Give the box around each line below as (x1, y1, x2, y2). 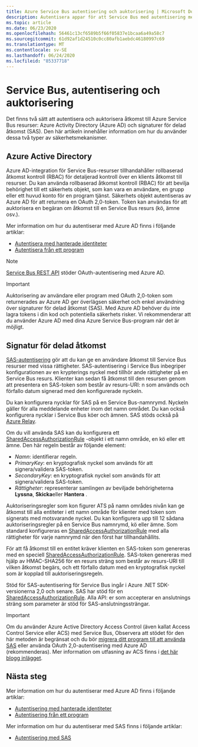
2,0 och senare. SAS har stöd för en (36, 588, 124, 595)
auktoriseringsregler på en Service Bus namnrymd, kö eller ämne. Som (6, 521, 178, 528)
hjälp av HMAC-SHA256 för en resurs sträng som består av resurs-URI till (6, 558, 184, 565)
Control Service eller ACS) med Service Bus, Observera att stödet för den (6, 630, 184, 637)
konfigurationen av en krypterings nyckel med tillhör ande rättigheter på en (6, 369, 189, 376)
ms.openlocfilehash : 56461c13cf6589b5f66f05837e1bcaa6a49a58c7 (6, 31, 165, 37)
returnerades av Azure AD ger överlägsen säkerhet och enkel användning (6, 299, 185, 306)
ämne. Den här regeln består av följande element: (6, 442, 126, 449)
